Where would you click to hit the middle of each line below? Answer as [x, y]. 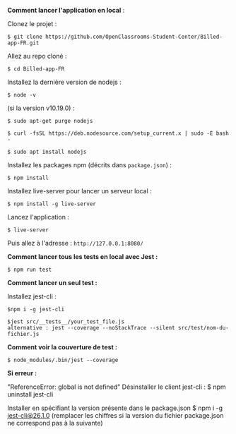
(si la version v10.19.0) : [41, 108]
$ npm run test [30, 270]
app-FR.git [23, 43]
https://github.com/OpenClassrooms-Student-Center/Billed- [134, 37]
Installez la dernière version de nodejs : [64, 82]
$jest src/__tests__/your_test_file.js [66, 322]
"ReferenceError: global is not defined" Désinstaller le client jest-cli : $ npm [117, 387]
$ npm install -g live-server [52, 204]
